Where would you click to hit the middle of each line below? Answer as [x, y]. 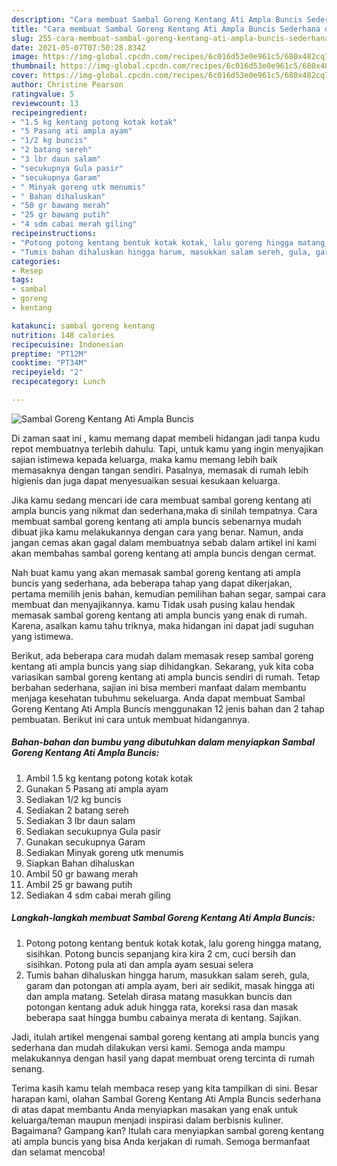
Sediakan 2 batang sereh [77, 810]
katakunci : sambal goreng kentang [83, 326]
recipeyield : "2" [47, 372]
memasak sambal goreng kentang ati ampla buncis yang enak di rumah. [159, 615]
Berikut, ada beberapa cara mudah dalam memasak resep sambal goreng [162, 655]
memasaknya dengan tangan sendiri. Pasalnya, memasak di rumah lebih [160, 470]
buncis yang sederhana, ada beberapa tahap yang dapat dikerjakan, [152, 583]
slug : [22, 38]
